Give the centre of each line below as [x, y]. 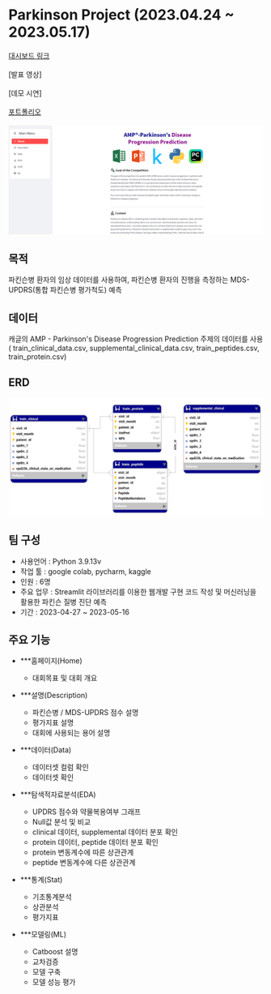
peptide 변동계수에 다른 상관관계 [84, 863]
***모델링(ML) [43, 935]
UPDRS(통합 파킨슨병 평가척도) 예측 [66, 290]
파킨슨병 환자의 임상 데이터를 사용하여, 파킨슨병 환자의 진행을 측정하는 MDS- [129, 280]
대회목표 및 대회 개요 [65, 678]
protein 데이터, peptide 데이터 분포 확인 [95, 842]
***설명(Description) [54, 696]
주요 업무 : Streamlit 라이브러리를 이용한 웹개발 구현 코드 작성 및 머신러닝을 [138, 591]
